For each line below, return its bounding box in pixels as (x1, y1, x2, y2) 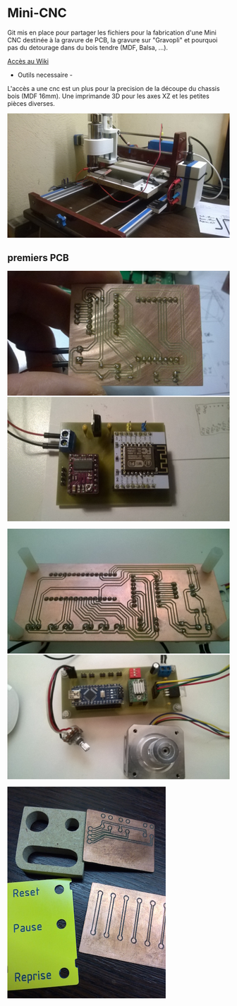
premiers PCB (7, 252, 69, 264)
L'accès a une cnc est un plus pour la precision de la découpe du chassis (7, 84, 220, 92)
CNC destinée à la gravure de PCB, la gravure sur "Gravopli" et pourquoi (7, 35, 218, 44)
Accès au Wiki (7, 56, 49, 65)
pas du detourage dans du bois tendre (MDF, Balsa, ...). (7, 43, 168, 51)
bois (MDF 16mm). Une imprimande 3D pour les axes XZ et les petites (7, 92, 209, 100)
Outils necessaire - (17, 71, 73, 79)
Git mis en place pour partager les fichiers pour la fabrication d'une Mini (7, 28, 217, 37)
